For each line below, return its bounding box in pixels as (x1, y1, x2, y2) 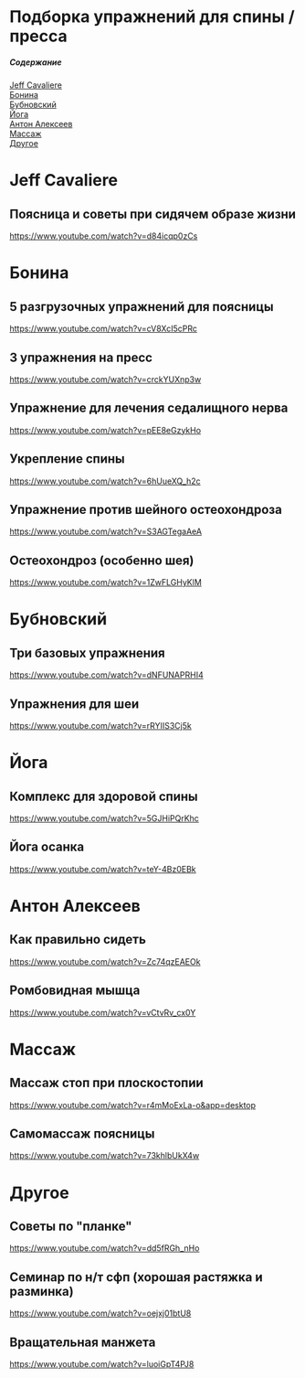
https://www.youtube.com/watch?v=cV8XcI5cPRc (9, 323, 198, 335)
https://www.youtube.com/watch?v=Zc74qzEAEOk (9, 956, 201, 967)
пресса (9, 26, 68, 47)
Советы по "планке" (9, 1219, 132, 1234)
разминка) (9, 1283, 75, 1299)
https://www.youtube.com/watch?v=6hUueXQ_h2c (9, 475, 201, 486)
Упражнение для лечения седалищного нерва (9, 401, 289, 416)
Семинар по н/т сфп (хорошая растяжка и (9, 1269, 263, 1285)
